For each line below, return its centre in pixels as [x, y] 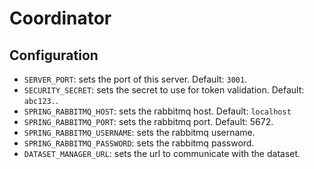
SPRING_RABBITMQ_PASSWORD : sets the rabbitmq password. [139, 143]
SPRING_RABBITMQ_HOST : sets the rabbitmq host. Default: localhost [157, 111]
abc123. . [41, 100]
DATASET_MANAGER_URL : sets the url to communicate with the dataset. [162, 153]
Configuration [54, 55]
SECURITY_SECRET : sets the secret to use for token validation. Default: [164, 90]
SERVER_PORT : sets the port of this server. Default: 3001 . [135, 79]
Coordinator [60, 18]
